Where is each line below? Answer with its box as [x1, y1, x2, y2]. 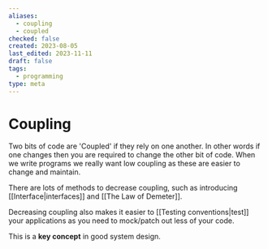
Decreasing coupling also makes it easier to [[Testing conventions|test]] [8, 208, 249, 217]
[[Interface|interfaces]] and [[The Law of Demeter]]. [8, 191, 183, 201]
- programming [15, 72, 63, 80]
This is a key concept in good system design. [8, 232, 161, 242]
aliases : [8, 11, 38, 20]
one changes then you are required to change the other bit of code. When [8, 150, 256, 160]
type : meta [8, 79, 45, 88]
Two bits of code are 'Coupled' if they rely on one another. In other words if [8, 141, 261, 151]
